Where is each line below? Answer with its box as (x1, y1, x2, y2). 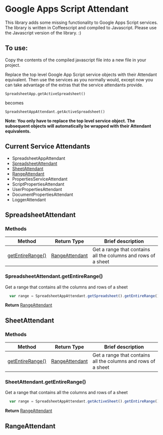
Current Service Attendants (5, 142, 91, 151)
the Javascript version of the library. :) (5, 30, 81, 36)
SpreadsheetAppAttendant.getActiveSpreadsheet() (5, 109, 105, 114)
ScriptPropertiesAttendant (12, 181, 65, 187)
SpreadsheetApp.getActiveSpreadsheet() (5, 91, 86, 96)
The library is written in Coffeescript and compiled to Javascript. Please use (5, 24, 157, 30)
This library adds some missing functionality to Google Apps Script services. (5, 19, 158, 25)
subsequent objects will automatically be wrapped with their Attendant (5, 123, 151, 129)
